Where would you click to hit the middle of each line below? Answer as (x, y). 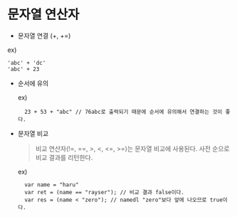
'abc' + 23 (23, 69)
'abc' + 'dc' (27, 63)
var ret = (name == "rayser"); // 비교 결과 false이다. (105, 192)
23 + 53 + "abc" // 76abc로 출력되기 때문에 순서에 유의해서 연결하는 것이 (123, 112)
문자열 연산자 (43, 15)
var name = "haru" (52, 185)
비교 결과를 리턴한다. (64, 157)
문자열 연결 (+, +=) (44, 36)
